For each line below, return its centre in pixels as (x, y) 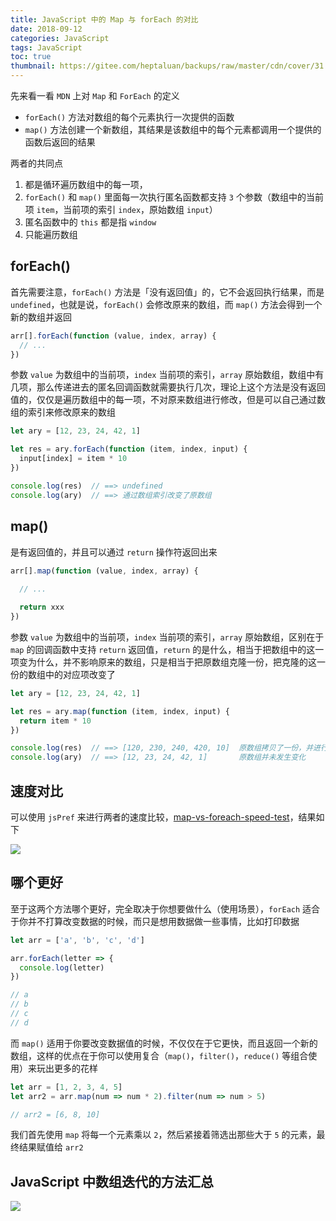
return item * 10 (55, 721)
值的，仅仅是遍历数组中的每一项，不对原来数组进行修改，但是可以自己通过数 (168, 400)
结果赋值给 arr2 (51, 1147)
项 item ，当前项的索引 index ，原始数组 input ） (121, 209)
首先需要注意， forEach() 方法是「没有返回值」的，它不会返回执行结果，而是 (167, 292)
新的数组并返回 (41, 317)
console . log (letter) (62, 967)
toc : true (31, 57)
